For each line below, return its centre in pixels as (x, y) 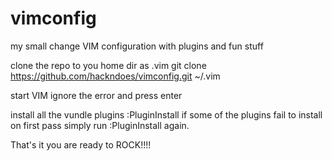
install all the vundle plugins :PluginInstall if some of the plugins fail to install (166, 114)
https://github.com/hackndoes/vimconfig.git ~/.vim (115, 76)
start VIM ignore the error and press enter (96, 95)
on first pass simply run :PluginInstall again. (100, 125)
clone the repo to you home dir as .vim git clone (108, 65)
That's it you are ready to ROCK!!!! (81, 144)
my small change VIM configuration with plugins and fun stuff (137, 46)
